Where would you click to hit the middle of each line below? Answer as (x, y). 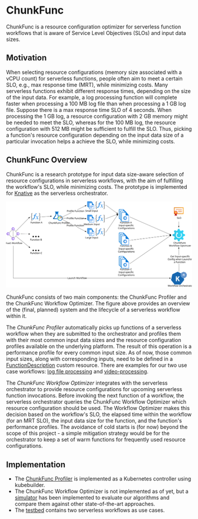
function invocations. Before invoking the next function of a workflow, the (95, 396)
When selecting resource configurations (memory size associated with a (94, 72)
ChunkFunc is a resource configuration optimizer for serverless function (94, 27)
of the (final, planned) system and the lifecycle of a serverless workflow (93, 310)
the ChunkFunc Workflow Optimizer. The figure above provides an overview (98, 304)
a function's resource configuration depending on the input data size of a (95, 135)
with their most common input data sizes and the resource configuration (94, 340)
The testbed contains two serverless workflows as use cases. (90, 510)
